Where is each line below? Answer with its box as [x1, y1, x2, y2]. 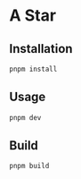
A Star [9, 5, 56, 26]
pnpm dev [9, 113, 42, 122]
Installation [9, 41, 73, 56]
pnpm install [9, 64, 58, 73]
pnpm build [9, 162, 50, 171]
